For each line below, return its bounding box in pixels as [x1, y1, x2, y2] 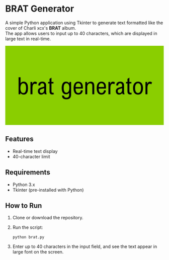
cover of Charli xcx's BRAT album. [5, 25, 76, 31]
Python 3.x [12, 182, 35, 188]
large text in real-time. [5, 36, 51, 42]
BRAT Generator [5, 3, 74, 15]
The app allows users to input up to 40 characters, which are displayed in [5, 30, 157, 36]
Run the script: [12, 224, 43, 230]
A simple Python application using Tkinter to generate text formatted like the [5, 20, 163, 26]
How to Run [5, 201, 42, 210]
